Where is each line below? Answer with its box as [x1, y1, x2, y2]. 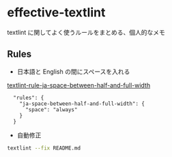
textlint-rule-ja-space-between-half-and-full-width [7, 81, 151, 89]
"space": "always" [25, 106, 78, 113]
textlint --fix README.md [7, 145, 81, 152]
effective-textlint [7, 5, 106, 20]
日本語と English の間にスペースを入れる [16, 67, 130, 76]
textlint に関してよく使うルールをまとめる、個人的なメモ [7, 28, 165, 36]
